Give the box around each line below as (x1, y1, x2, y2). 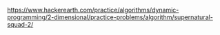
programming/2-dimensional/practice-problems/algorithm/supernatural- (7, 13, 214, 21)
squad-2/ (7, 21, 34, 28)
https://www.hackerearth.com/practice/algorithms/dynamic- (7, 6, 179, 14)
